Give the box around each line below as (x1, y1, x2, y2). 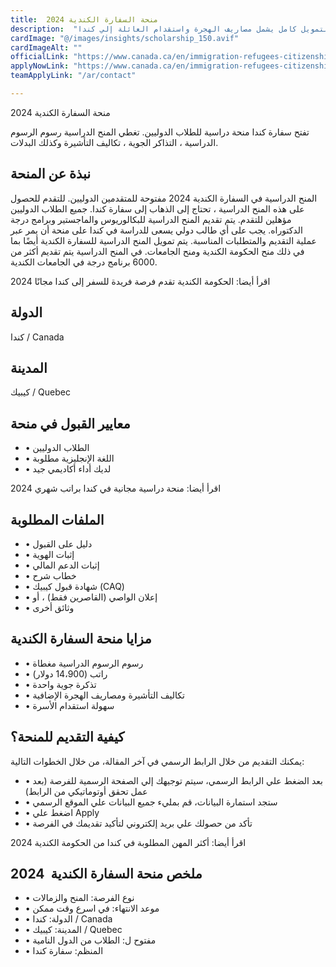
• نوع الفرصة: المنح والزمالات (24, 892, 135, 904)
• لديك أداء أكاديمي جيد (24, 463, 112, 475)
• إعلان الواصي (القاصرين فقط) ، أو (24, 591, 158, 603)
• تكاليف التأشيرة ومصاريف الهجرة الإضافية (24, 689, 185, 701)
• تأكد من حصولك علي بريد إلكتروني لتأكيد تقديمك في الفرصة (24, 817, 253, 829)
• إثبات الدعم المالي (24, 559, 100, 571)
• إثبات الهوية (24, 548, 75, 560)
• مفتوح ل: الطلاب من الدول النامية (24, 934, 157, 946)
